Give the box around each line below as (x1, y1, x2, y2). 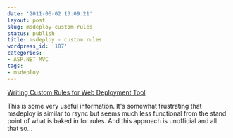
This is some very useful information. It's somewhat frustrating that (7, 102, 202, 110)
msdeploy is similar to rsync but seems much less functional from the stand (7, 109, 227, 118)
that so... (7, 124, 33, 132)
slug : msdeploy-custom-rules (7, 23, 93, 30)
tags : (7, 62, 23, 69)
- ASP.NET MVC (7, 56, 49, 63)
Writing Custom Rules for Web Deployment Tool (7, 88, 146, 97)
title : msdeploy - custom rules (7, 36, 102, 43)
